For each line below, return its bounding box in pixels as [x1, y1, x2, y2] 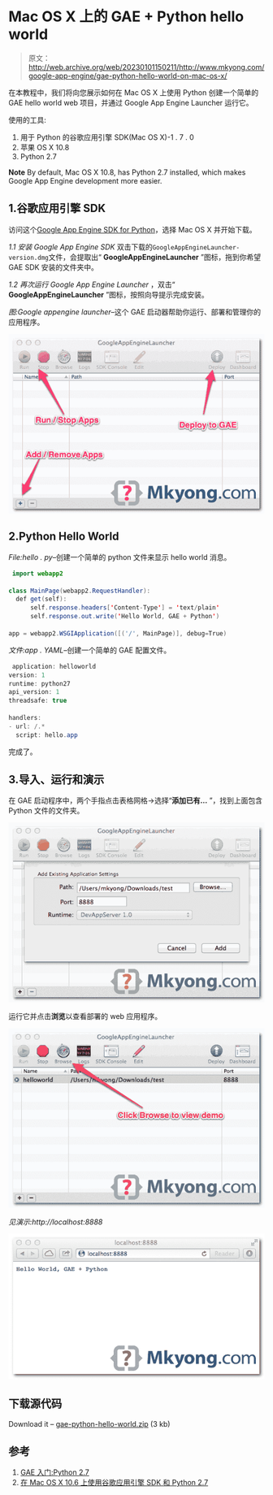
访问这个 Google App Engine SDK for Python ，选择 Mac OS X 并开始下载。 [8, 224, 257, 234]
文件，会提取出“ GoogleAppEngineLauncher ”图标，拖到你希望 [48, 252, 262, 262]
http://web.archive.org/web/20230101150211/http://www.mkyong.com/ [28, 62, 265, 71]
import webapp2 [11, 570, 63, 578]
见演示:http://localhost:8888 [8, 1217, 103, 1227]
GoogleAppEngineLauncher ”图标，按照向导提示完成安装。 [8, 289, 209, 299]
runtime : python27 [8, 679, 71, 687]
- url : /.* [8, 722, 45, 730]
